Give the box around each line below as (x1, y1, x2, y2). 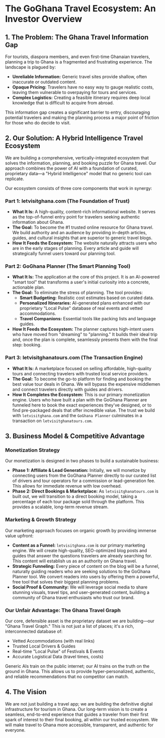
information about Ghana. (12, 219, 65, 225)
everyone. (5, 727, 26, 733)
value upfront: (5, 532, 33, 539)
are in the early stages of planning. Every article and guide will (12, 246, 139, 251)
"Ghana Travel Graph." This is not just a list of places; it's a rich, (5, 623, 134, 629)
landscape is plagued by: (5, 64, 56, 70)
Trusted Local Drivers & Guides (12, 643, 76, 649)
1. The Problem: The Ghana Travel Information (5, 33, 149, 41)
